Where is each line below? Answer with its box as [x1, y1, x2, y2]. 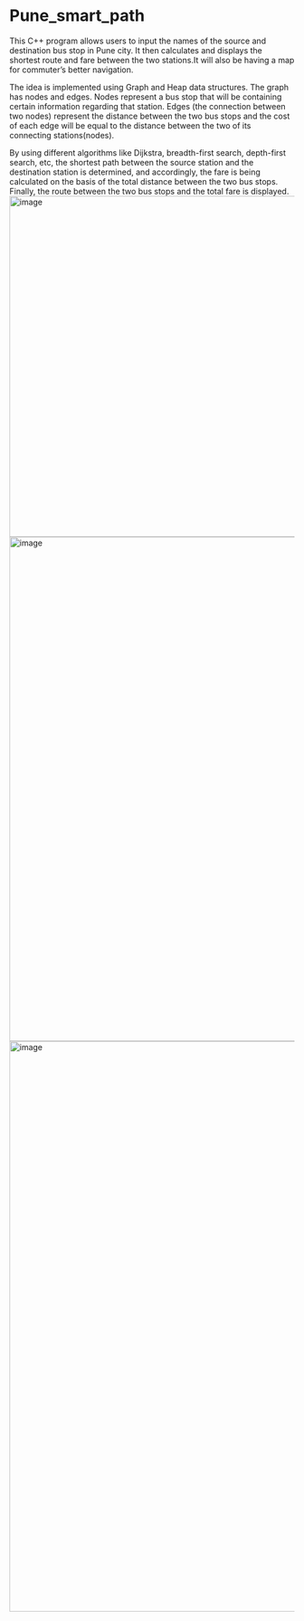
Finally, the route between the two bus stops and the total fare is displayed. [9, 185, 290, 196]
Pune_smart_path [9, 5, 145, 26]
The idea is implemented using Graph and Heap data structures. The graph [9, 81, 290, 92]
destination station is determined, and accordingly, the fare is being [9, 166, 261, 177]
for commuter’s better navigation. [9, 64, 134, 75]
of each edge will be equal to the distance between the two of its [9, 119, 252, 131]
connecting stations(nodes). [9, 129, 115, 140]
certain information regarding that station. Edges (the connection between [9, 100, 287, 111]
